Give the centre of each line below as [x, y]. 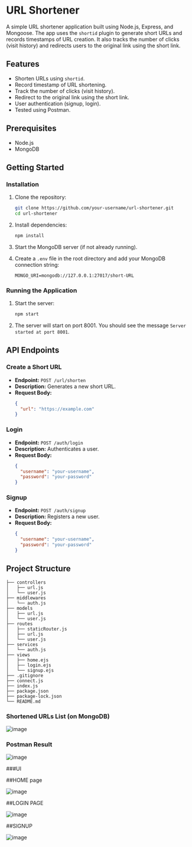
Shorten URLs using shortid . [50, 78]
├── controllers [26, 582]
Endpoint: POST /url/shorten [50, 380]
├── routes [19, 624]
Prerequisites [31, 129]
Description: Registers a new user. [57, 517]
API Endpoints [33, 350]
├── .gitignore [25, 675]
